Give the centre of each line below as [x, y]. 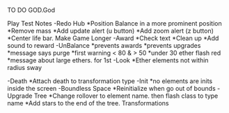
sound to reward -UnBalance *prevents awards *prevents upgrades [104, 45]
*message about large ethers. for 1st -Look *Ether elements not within [108, 60]
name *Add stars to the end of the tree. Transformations [88, 103]
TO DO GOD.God [31, 10]
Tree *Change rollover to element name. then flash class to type [126, 96]
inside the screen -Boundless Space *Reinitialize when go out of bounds [111, 88]
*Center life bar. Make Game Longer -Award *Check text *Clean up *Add [113, 38]
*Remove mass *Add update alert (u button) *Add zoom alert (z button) [111, 31]
